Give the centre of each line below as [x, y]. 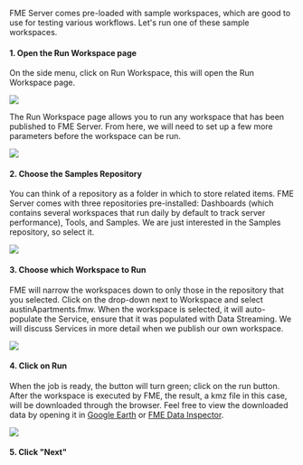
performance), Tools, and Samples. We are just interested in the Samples [145, 223]
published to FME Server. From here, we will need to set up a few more [141, 126]
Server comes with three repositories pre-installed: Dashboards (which [142, 203]
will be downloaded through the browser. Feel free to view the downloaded [149, 405]
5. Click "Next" [38, 452]
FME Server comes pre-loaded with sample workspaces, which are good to [150, 13]
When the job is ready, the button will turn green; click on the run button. [145, 386]
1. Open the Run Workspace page [73, 52]
